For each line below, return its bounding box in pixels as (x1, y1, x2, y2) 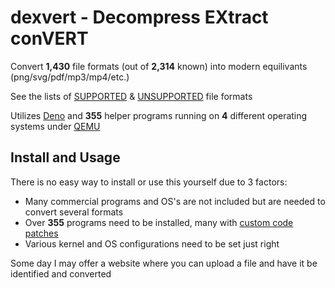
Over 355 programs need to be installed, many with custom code (24, 216, 294, 228)
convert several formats (24, 206, 124, 218)
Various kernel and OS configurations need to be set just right (24, 237, 280, 250)
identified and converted (10, 267, 112, 280)
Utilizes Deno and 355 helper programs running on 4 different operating (10, 109, 308, 121)
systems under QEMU (10, 120, 101, 132)
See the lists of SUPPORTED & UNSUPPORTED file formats (10, 90, 253, 102)
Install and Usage (10, 149, 121, 166)
